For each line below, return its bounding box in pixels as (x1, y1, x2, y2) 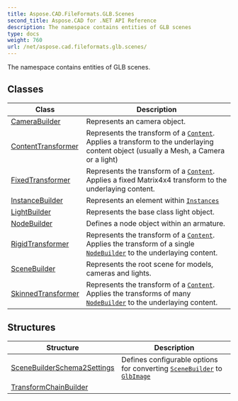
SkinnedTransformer (11, 288, 79, 298)
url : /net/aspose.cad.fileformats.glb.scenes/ (7, 43, 147, 50)
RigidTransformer (11, 238, 69, 248)
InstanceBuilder (11, 195, 64, 205)
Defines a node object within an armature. (86, 218, 225, 228)
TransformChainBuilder (11, 382, 89, 392)
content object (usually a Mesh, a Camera (86, 145, 225, 155)
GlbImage (121, 372, 151, 380)
